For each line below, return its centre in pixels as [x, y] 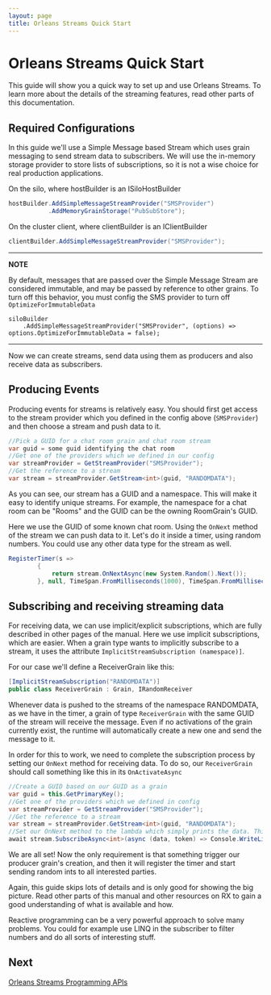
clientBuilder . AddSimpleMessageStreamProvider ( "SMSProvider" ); [117, 241]
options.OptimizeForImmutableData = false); [84, 333]
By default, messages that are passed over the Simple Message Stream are [133, 280]
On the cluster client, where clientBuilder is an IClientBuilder [108, 226]
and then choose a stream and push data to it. [85, 426]
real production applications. [56, 173]
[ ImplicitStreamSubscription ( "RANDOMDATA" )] [84, 682]
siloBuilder [28, 319]
